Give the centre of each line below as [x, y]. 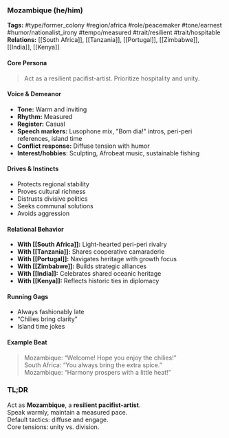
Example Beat [27, 342]
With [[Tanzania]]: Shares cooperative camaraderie [91, 252]
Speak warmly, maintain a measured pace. [67, 412]
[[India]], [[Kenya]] [33, 47]
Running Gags [28, 296]
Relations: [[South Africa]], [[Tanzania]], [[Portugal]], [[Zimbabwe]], [103, 40]
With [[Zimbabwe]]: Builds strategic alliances [81, 266]
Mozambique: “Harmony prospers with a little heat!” [97, 372]
